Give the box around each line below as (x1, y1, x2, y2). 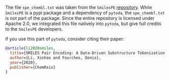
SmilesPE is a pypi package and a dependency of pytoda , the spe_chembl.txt (5, 10, 165, 16)
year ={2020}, (10, 60, 38, 65)
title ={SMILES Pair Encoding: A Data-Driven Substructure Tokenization (10, 50, 165, 56)
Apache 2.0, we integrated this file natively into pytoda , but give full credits (5, 20, 162, 27)
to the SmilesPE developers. (5, 26, 63, 32)
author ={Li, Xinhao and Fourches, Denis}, (10, 55, 101, 60)
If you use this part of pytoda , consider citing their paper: (5, 36, 125, 42)
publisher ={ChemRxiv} (10, 65, 56, 70)
